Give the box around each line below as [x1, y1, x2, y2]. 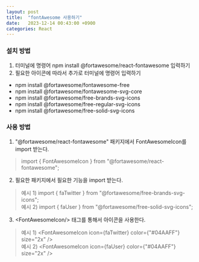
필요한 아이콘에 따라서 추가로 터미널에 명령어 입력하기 [14, 69, 141, 76]
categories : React [6, 25, 52, 32]
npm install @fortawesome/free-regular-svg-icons [14, 100, 141, 107]
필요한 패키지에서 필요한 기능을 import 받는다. [14, 176, 124, 184]
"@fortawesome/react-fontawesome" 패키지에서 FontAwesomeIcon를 [14, 138, 187, 145]
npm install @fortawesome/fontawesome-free [14, 81, 130, 88]
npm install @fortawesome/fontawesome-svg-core [14, 88, 142, 95]
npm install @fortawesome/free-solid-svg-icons [14, 107, 135, 114]
